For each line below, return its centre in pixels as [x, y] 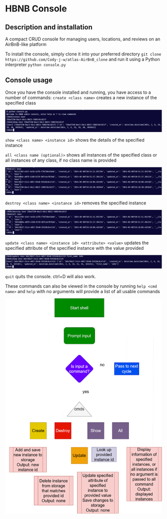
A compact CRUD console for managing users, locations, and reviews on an [83, 39]
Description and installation [49, 27]
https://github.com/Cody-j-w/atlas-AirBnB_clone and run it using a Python [83, 59]
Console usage [29, 80]
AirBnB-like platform [26, 44]
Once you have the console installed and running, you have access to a [78, 92]
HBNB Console [36, 9]
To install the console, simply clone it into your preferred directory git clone [83, 54]
